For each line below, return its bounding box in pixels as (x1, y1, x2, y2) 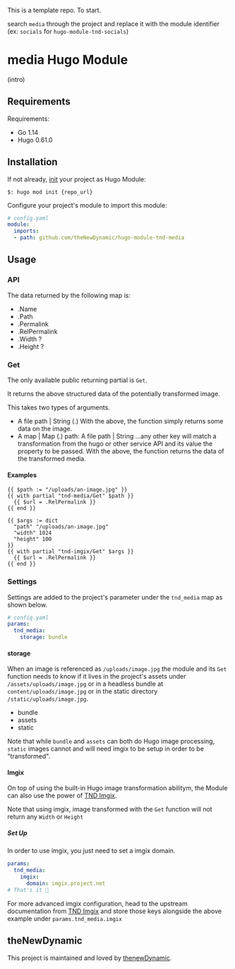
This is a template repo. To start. (7, 6, 102, 14)
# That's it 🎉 (7, 886, 49, 893)
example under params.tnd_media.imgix (7, 914, 122, 922)
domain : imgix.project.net (25, 880, 106, 887)
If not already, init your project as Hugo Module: (7, 174, 146, 183)
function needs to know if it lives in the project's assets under (7, 672, 186, 681)
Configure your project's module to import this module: (7, 201, 167, 209)
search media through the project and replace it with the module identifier (7, 20, 220, 28)
